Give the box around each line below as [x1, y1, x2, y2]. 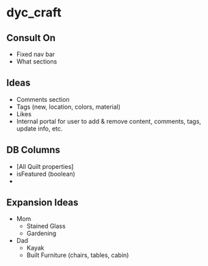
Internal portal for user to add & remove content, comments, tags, [16, 117, 201, 125]
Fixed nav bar [16, 50, 55, 58]
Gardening [26, 229, 57, 237]
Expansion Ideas [6, 197, 79, 209]
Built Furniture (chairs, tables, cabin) [26, 251, 129, 259]
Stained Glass [26, 222, 66, 230]
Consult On [6, 32, 56, 44]
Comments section [16, 95, 70, 103]
